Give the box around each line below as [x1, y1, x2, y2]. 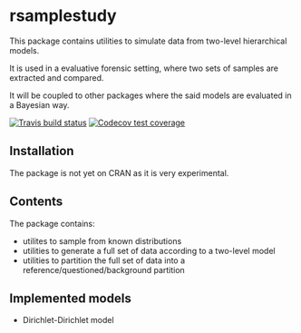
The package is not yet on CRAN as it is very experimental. [9, 167, 229, 178]
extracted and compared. [9, 72, 104, 83]
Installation [9, 143, 74, 159]
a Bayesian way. [9, 99, 70, 110]
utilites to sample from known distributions [22, 235, 182, 246]
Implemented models [9, 290, 131, 306]
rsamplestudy [9, 5, 117, 26]
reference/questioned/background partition [22, 264, 186, 275]
